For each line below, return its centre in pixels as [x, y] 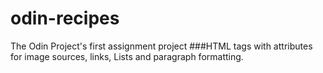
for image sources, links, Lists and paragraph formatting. [127, 56]
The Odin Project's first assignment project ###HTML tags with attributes [161, 46]
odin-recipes [65, 18]
